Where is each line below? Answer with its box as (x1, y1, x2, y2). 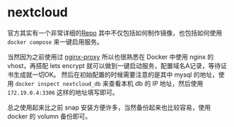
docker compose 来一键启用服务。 (7, 37, 104, 46)
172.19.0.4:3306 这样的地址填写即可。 (7, 88, 119, 96)
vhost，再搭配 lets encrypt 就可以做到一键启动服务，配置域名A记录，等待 (7, 61, 221, 70)
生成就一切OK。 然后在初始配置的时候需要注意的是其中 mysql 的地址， (13, 70, 219, 79)
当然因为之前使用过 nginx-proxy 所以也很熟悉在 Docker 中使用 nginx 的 (7, 53, 214, 61)
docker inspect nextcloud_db (15, 80, 101, 87)
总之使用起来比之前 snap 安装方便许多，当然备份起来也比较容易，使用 (7, 103, 211, 111)
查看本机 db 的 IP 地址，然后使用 (108, 79, 204, 87)
